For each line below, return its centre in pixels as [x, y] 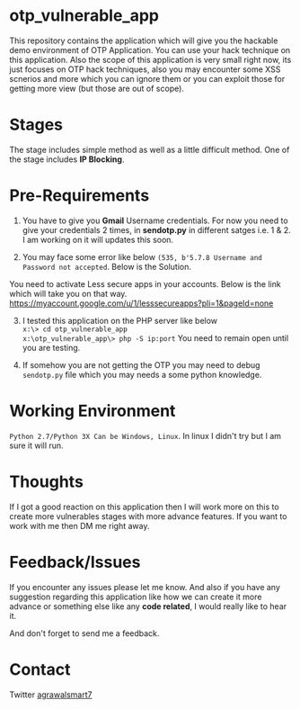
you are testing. [51, 347]
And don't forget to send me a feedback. [84, 633]
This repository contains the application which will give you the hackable [144, 40]
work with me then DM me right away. [79, 525]
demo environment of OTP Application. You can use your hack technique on [150, 49]
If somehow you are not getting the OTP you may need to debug [141, 364]
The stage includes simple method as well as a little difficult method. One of [150, 149]
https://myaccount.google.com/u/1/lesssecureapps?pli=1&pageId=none [141, 303]
